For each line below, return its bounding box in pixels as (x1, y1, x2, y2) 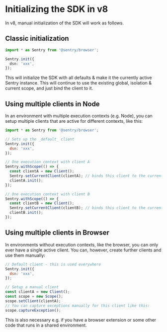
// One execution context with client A (5, 160, 90, 165)
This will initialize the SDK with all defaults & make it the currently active (5, 75, 152, 81)
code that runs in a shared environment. (5, 322, 87, 328)
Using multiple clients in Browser (5, 229, 109, 237)
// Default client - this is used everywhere (5, 262, 101, 267)
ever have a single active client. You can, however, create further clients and (5, 247, 162, 253)
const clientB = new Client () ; (9, 201, 75, 206)
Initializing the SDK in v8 (5, 3, 108, 15)
